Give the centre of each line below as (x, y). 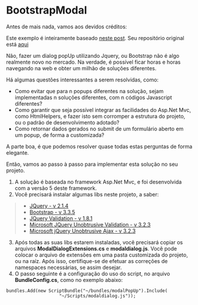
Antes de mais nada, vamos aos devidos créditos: (66, 27)
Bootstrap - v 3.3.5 (52, 212)
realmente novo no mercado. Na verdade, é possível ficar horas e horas (93, 62)
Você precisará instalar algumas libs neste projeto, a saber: (87, 194)
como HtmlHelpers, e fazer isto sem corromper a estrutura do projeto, (100, 116)
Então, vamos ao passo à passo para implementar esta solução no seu (92, 164)
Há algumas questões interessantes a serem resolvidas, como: (82, 80)
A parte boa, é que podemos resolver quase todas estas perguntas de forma (99, 146)
